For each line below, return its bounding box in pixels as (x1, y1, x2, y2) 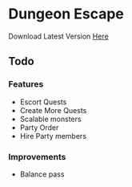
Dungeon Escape (8, 5, 124, 23)
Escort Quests (19, 97, 67, 107)
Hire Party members (19, 131, 86, 140)
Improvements (8, 151, 66, 162)
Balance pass (19, 169, 65, 179)
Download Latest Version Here (8, 31, 110, 41)
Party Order (19, 122, 59, 132)
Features (8, 79, 44, 90)
